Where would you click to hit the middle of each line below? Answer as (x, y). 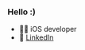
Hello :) (22, 12)
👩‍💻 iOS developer (48, 29)
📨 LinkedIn (36, 37)
